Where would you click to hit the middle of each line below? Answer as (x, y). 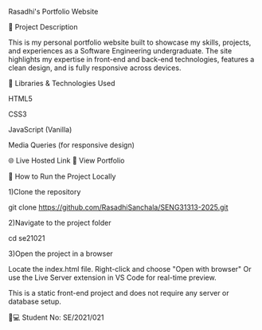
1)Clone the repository (45, 192)
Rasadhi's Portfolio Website (53, 12)
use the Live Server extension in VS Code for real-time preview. (112, 277)
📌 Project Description (43, 27)
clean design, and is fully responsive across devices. (95, 68)
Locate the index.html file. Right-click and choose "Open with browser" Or (130, 269)
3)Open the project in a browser (61, 253)
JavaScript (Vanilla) (40, 130)
